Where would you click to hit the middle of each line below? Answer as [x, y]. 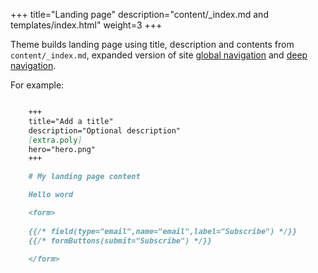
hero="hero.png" [62, 149]
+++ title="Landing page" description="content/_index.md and [139, 14]
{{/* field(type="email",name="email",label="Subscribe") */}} [163, 231]
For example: [37, 85]
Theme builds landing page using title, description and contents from [152, 44]
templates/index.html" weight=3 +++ [86, 25]
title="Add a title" [71, 121]
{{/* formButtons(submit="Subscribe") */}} [120, 240]
